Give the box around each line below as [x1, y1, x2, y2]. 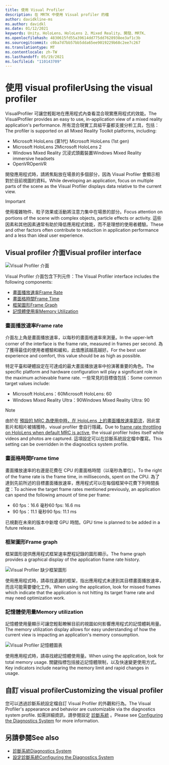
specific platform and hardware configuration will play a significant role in [5, 369, 157, 375]
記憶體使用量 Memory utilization [5, 608, 83, 615]
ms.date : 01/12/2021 [5, 26, 49, 31]
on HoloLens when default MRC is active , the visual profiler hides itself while [5, 429, 164, 436]
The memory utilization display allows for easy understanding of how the [5, 626, 156, 632]
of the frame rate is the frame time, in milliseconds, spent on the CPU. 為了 [5, 473, 160, 479]
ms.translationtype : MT [5, 45, 55, 50]
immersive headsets [12, 156, 55, 162]
